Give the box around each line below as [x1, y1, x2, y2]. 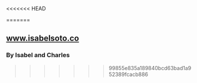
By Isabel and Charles [6, 51, 70, 59]
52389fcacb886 [109, 71, 149, 78]
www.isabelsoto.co [6, 34, 80, 44]
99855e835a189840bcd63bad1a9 [109, 64, 192, 71]
